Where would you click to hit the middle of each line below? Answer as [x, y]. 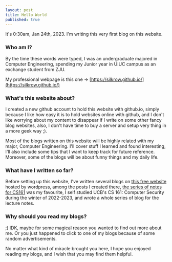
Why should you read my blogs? [46, 216]
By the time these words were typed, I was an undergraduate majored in [81, 58]
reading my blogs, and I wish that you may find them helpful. [69, 254]
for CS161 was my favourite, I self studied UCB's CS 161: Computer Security [85, 192]
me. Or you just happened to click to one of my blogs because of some [80, 233]
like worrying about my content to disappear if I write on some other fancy [83, 120]
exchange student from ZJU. [35, 69]
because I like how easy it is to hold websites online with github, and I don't [85, 114]
